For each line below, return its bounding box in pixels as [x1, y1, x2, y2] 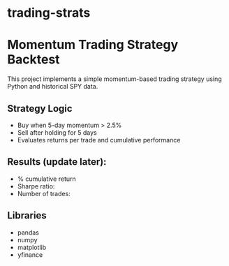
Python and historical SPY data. [7, 82, 98, 91]
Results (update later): [7, 156, 107, 168]
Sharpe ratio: [17, 182, 55, 190]
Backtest [7, 52, 61, 68]
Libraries [7, 209, 47, 221]
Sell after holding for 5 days [17, 128, 97, 137]
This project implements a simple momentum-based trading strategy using [7, 75, 222, 83]
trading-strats [7, 5, 91, 21]
